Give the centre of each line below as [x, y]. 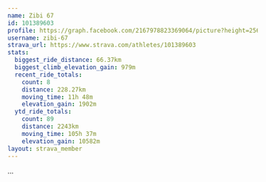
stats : [18, 52]
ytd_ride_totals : [43, 112]
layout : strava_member [45, 149]
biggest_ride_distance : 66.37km [68, 60]
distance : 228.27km [54, 89]
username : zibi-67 [38, 38]
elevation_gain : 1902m [59, 104]
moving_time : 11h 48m [57, 97]
